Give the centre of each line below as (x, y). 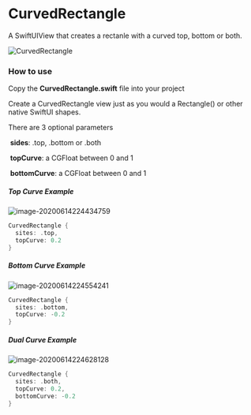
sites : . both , (38, 382)
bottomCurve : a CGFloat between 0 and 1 (78, 174)
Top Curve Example (41, 191)
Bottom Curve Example (47, 266)
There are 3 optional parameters (61, 128)
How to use (30, 71)
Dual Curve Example (43, 339)
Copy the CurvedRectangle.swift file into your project (97, 88)
